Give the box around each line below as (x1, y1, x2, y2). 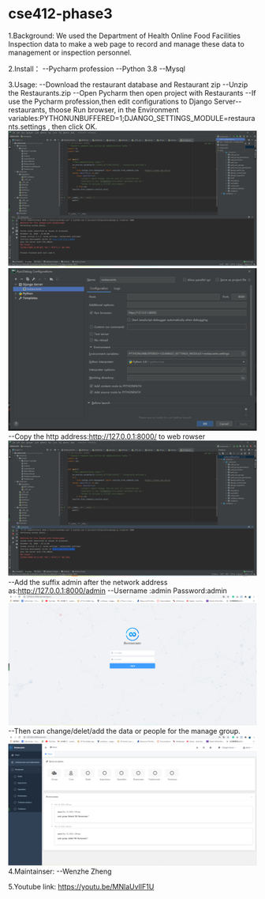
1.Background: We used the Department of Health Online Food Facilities (8, 31, 241, 40)
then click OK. (51, 122, 98, 131)
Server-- (214, 96, 242, 106)
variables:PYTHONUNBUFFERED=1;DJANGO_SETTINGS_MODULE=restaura (8, 113, 256, 123)
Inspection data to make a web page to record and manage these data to (8, 39, 244, 48)
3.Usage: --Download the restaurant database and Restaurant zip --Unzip (8, 80, 248, 89)
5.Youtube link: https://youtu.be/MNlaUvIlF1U (8, 882, 155, 891)
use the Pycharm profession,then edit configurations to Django (8, 96, 213, 106)
